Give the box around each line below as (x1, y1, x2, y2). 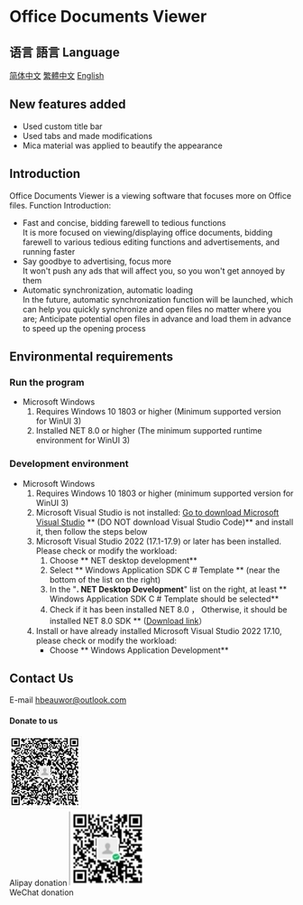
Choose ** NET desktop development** (49, 555, 198, 565)
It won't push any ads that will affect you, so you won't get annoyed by (22, 265, 286, 276)
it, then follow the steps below (35, 526, 148, 536)
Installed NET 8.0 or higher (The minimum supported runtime (35, 425, 262, 436)
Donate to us (9, 715, 59, 726)
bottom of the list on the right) (49, 574, 161, 584)
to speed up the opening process (22, 322, 146, 333)
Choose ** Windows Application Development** (49, 644, 229, 656)
